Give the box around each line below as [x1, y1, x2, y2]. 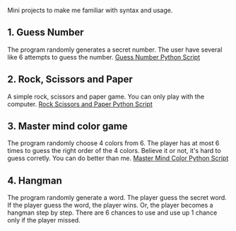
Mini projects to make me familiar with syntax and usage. [7, 6, 173, 14]
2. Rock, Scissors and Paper [7, 74, 133, 86]
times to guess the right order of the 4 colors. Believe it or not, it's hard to [7, 147, 221, 155]
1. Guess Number [7, 26, 84, 38]
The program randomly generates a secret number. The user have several [7, 45, 223, 54]
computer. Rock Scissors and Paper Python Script [7, 99, 153, 108]
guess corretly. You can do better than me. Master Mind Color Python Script [7, 154, 229, 162]
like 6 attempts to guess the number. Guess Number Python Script [7, 52, 200, 61]
